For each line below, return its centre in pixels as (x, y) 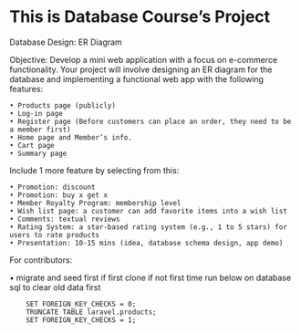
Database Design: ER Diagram (66, 42)
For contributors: (41, 260)
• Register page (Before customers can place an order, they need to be (150, 121)
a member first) (40, 130)
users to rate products (55, 235)
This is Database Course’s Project (140, 17)
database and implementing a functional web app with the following (137, 78)
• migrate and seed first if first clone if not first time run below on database (150, 277)
